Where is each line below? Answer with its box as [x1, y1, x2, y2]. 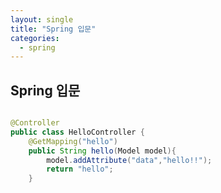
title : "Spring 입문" [10, 24, 97, 34]
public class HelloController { [10, 127, 145, 137]
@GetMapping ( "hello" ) [28, 136, 118, 146]
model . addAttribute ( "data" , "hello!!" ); [46, 155, 213, 165]
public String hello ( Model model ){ [28, 146, 177, 156]
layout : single [10, 14, 74, 25]
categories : [10, 33, 60, 43]
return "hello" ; [46, 164, 114, 175]
